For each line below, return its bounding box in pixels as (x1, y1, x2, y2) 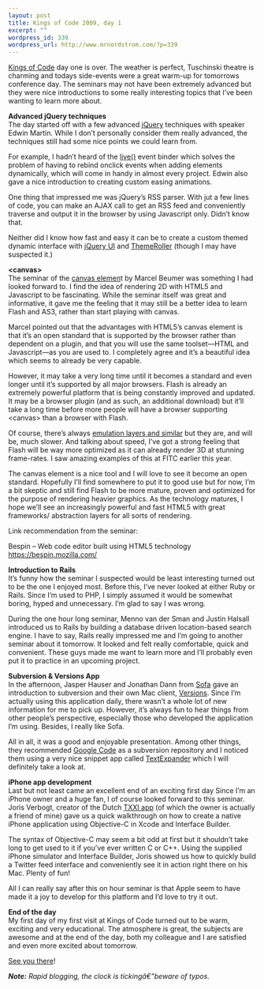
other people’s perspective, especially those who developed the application (8, 713, 254, 723)
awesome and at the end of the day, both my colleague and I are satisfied (8, 933, 247, 942)
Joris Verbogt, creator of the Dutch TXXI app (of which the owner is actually (8, 803, 255, 812)
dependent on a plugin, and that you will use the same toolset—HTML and (8, 339, 249, 348)
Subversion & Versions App (8, 671, 100, 681)
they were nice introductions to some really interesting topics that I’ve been (8, 88, 253, 97)
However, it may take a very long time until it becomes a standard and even (8, 371, 252, 381)
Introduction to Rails (8, 566, 76, 575)
